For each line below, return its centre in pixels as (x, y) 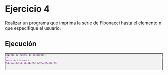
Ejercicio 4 (27, 9)
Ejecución (21, 44)
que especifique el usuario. (33, 28)
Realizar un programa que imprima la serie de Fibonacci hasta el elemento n (83, 23)
